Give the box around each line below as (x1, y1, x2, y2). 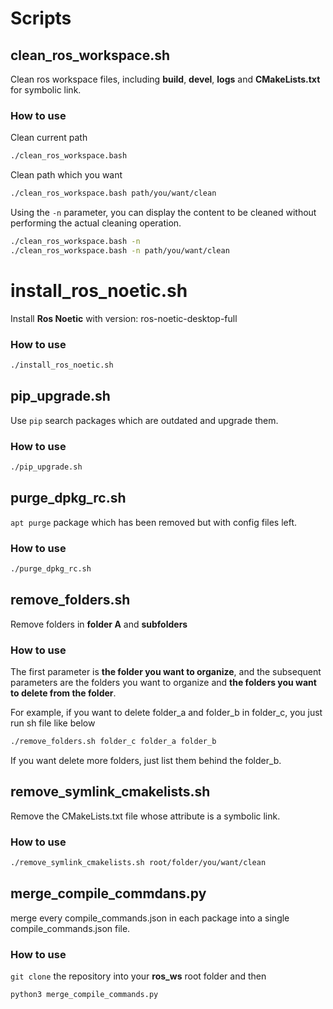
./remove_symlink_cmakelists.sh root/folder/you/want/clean (10, 857, 267, 867)
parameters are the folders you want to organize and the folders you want (10, 676, 317, 688)
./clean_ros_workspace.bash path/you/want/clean (10, 188, 217, 199)
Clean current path (10, 132, 88, 144)
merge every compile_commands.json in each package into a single (10, 912, 290, 924)
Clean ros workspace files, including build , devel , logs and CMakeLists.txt (10, 73, 321, 85)
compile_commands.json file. (10, 922, 131, 934)
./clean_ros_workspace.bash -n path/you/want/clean (10, 245, 230, 256)
